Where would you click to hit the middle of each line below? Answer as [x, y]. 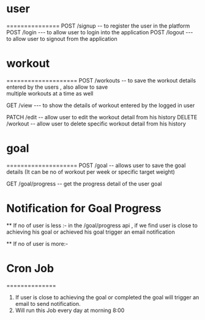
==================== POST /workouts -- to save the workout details [101, 80]
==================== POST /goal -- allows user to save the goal [96, 165]
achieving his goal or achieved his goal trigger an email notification [91, 232]
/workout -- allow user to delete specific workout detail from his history [96, 124]
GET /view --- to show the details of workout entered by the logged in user [101, 105]
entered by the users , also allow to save [57, 87]
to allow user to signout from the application [62, 39]
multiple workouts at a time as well [50, 93]
